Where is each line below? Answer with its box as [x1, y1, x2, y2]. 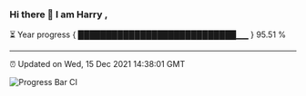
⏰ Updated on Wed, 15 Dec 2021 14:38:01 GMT [9, 59, 186, 70]
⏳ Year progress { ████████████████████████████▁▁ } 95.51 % [9, 29, 287, 40]
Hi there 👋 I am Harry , [9, 8, 108, 21]
